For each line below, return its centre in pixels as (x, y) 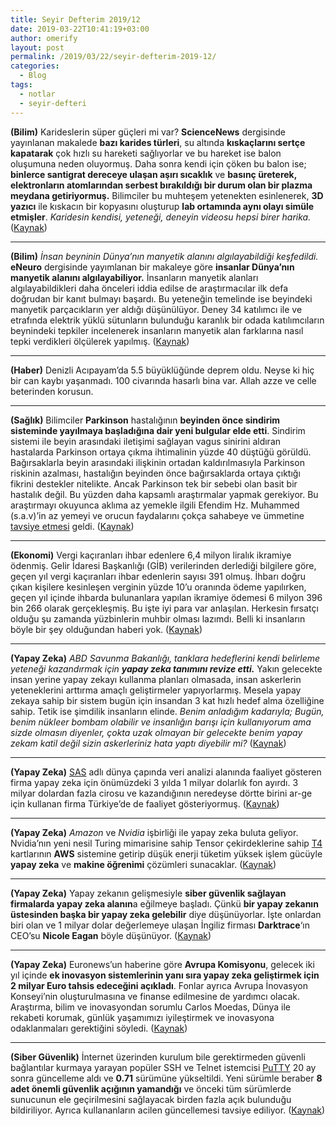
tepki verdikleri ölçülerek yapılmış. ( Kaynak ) (100, 341)
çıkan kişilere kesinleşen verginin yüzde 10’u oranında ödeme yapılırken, (158, 587)
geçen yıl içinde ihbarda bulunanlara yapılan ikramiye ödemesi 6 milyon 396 (166, 597)
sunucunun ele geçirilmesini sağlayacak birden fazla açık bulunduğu (151, 1099)
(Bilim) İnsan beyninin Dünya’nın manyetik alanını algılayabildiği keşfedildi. (164, 256)
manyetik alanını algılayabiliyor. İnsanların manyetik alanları (134, 277)
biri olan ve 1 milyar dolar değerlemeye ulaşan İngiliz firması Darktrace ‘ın (160, 925)
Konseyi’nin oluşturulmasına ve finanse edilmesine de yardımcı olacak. (155, 996)
